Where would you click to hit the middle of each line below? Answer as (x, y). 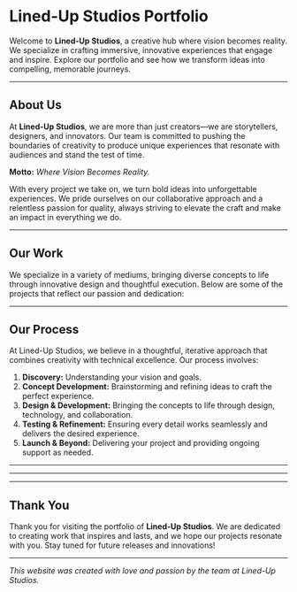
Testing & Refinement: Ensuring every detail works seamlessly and (145, 424)
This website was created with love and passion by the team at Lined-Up (143, 571)
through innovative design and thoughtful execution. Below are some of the (146, 284)
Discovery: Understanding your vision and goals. (111, 377)
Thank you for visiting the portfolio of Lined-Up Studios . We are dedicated (145, 527)
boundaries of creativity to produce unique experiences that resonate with (145, 145)
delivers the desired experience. (80, 434)
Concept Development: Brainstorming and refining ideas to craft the (147, 387)
